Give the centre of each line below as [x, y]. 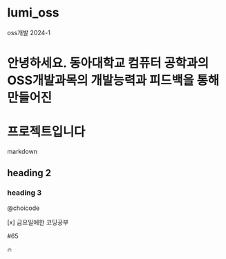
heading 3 [25, 193]
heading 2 [29, 173]
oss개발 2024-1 [29, 32]
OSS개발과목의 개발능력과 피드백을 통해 [113, 80]
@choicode [23, 208]
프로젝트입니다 [46, 132]
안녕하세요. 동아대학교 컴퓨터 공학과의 [108, 63]
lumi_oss [34, 13]
